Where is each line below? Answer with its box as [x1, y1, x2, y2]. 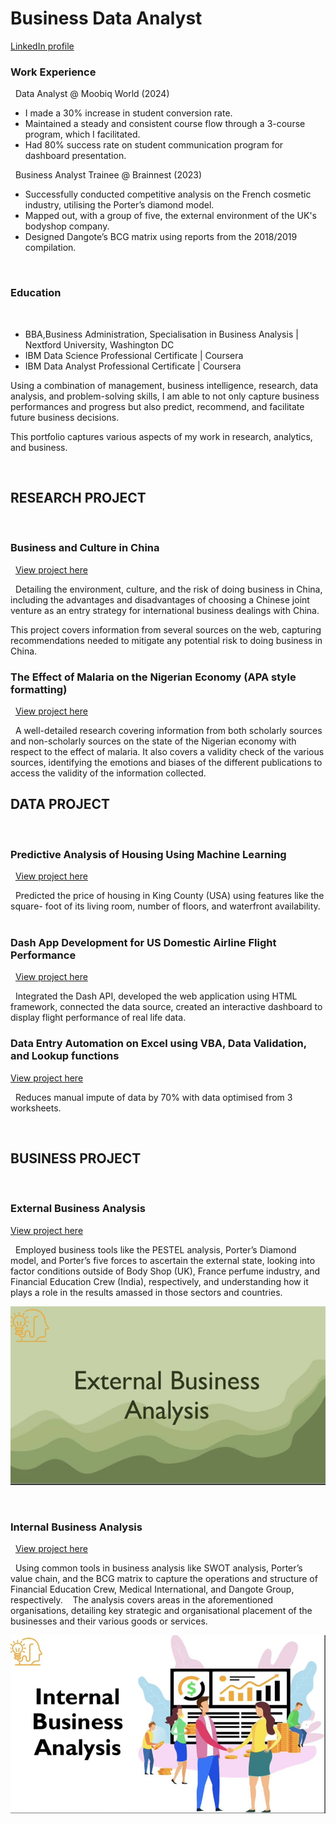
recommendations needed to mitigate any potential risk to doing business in [10, 634, 323, 646]
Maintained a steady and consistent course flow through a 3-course [24, 118, 306, 130]
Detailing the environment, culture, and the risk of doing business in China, [14, 583, 323, 595]
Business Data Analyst [10, 7, 203, 30]
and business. [10, 441, 68, 453]
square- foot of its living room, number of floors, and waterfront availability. [10, 900, 321, 912]
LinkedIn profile [10, 40, 75, 52]
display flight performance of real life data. [10, 1012, 187, 1024]
